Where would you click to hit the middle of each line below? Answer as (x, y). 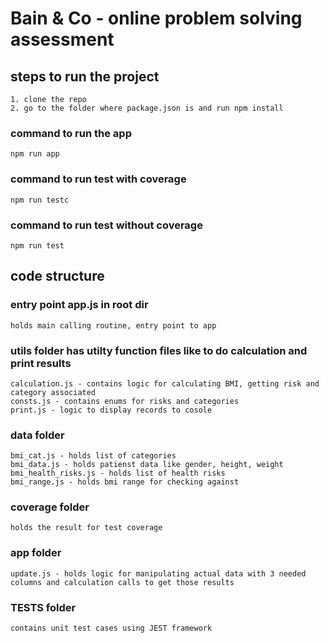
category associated (53, 392)
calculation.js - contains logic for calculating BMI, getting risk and (165, 383)
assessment (62, 39)
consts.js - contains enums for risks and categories (125, 401)
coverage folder (50, 507)
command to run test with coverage (98, 179)
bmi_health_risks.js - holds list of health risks (118, 473)
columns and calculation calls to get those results (122, 582)
